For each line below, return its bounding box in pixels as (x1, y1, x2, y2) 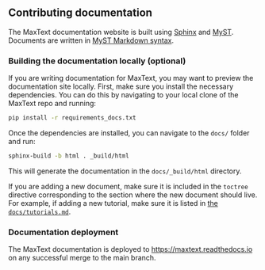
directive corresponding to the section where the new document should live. (8, 190, 258, 200)
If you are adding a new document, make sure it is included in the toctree (8, 181, 248, 191)
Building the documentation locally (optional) (8, 55, 186, 67)
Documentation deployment (8, 226, 119, 238)
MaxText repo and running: (8, 99, 97, 108)
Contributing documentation (8, 6, 153, 20)
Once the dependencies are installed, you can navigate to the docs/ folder (8, 127, 250, 138)
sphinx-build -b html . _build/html (8, 151, 129, 160)
